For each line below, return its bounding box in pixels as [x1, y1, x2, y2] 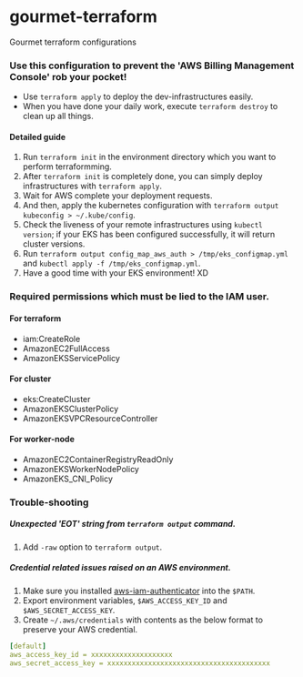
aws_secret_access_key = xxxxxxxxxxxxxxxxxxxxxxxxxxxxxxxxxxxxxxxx [9, 658, 271, 668]
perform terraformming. [22, 161, 112, 172]
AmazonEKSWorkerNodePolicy [22, 463, 139, 474]
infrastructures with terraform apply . [22, 180, 162, 192]
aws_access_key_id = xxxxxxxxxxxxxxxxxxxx [9, 650, 173, 659]
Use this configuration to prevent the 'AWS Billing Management [9, 59, 295, 72]
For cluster [9, 373, 52, 384]
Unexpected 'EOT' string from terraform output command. [9, 519, 237, 530]
